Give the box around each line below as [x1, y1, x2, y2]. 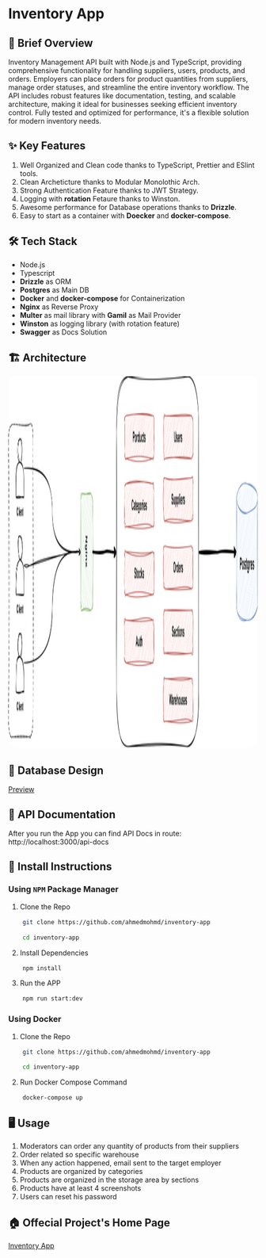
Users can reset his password [19, 1192, 117, 1202]
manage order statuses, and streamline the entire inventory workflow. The [8, 82, 249, 92]
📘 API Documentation [8, 808, 116, 821]
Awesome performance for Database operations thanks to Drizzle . [19, 202, 237, 212]
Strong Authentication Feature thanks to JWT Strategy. [19, 185, 199, 195]
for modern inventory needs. [8, 117, 101, 125]
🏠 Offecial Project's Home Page [8, 1216, 170, 1229]
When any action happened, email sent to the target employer [19, 1158, 222, 1168]
